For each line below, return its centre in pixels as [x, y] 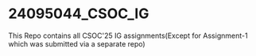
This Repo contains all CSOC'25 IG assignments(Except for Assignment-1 [128, 35]
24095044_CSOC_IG [79, 14]
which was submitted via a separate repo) [77, 43]
